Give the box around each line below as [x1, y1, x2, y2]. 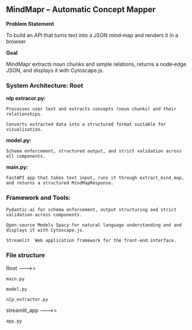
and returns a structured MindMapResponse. [6, 180, 114, 186]
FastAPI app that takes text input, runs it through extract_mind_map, [6, 175, 184, 181]
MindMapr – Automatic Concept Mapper [6, 5, 156, 15]
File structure [6, 251, 45, 260]
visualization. [6, 127, 43, 132]
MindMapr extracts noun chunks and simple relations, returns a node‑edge [6, 60, 187, 67]
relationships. [6, 111, 43, 117]
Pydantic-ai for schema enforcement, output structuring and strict [6, 207, 177, 213]
